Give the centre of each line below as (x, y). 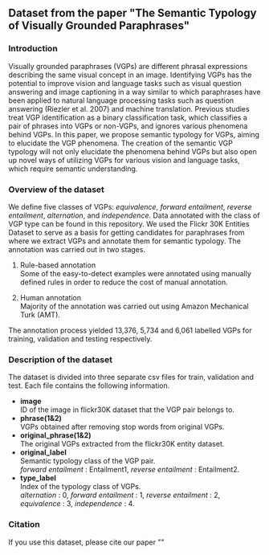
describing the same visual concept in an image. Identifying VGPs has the (130, 75)
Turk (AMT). (40, 314)
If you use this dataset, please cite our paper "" (86, 542)
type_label (38, 478)
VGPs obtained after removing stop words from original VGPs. (122, 427)
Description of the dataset (60, 359)
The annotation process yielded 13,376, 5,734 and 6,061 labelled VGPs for (130, 330)
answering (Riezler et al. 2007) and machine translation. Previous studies (129, 108)
